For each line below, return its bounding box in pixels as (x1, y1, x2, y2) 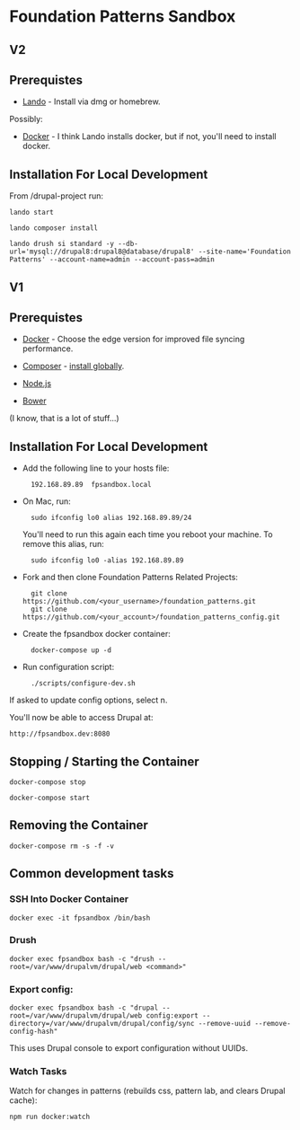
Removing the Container (9, 817, 148, 833)
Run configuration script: (22, 662, 115, 673)
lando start (9, 208, 54, 217)
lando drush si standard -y (9, 240, 115, 249)
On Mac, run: (22, 496, 72, 507)
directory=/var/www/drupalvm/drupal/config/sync (9, 1020, 195, 1028)
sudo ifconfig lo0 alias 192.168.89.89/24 (31, 514, 192, 523)
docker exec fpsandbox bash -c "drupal (9, 1003, 159, 1012)
